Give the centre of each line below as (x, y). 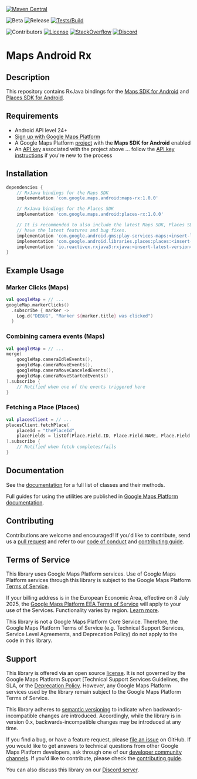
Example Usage (35, 270)
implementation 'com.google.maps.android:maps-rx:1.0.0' (88, 198)
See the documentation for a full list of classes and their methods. (86, 484)
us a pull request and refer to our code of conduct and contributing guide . (95, 541)
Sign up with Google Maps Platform (57, 136)
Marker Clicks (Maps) (38, 287)
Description (28, 77)
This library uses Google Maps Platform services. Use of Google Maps (91, 574)
